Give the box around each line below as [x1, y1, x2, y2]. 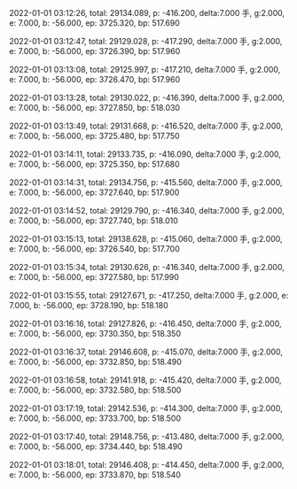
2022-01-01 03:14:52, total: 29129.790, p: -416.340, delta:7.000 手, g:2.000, [9, 206, 285, 215]
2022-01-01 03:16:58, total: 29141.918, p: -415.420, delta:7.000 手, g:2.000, [9, 375, 282, 385]
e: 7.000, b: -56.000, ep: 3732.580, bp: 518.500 [9, 384, 182, 395]
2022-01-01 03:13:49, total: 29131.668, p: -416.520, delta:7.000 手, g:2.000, [9, 120, 284, 131]
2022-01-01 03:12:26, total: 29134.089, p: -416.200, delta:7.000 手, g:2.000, [9, 8, 285, 18]
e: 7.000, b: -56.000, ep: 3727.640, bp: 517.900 [9, 187, 180, 198]
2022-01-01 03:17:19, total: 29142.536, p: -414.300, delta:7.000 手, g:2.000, [9, 403, 283, 414]
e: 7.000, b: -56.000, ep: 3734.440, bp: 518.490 [9, 441, 184, 452]
